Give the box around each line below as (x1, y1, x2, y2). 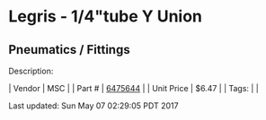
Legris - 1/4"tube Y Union (8, 6, 203, 27)
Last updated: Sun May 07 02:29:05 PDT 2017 (8, 100, 179, 111)
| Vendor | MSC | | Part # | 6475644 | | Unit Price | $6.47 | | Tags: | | (8, 83, 260, 93)
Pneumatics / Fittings (8, 42, 131, 57)
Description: (8, 65, 54, 76)
